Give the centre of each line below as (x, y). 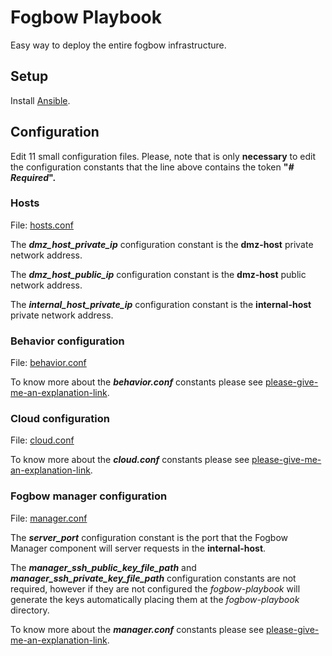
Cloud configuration (60, 419)
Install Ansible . (40, 100)
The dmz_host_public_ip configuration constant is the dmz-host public (158, 274)
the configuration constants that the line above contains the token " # (152, 167)
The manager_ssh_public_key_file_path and (103, 567)
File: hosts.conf (42, 225)
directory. (30, 610)
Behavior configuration (67, 341)
